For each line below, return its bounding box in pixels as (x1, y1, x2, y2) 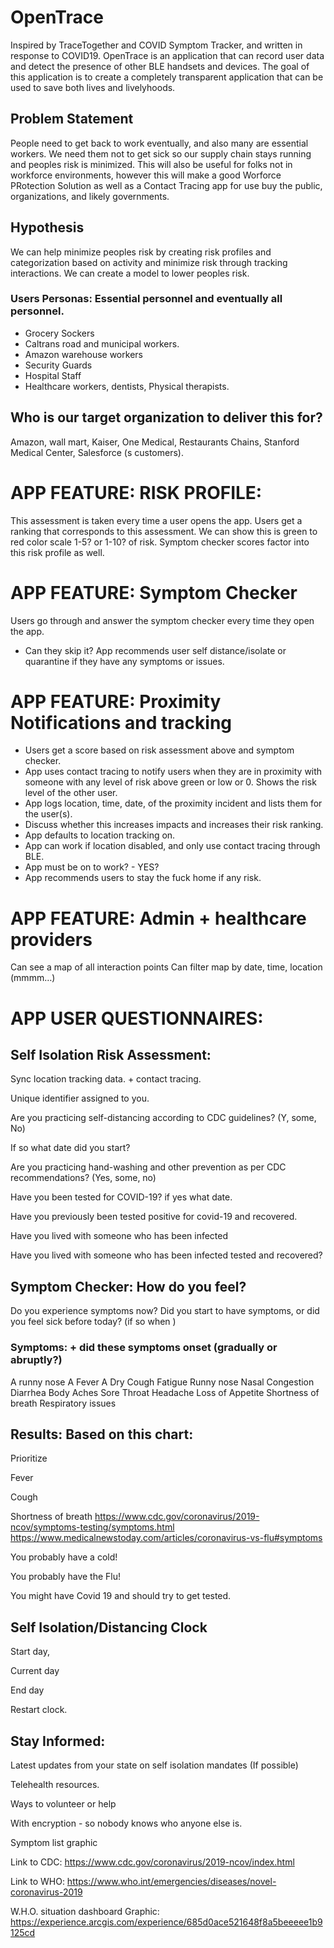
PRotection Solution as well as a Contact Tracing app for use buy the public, (10, 179, 323, 191)
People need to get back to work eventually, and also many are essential (10, 137, 309, 149)
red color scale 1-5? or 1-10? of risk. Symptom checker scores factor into (10, 536, 310, 548)
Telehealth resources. (10, 1778, 100, 1790)
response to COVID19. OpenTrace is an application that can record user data (10, 49, 325, 61)
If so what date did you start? (10, 1142, 131, 1154)
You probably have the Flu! (10, 1571, 121, 1583)
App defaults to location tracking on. (24, 829, 176, 841)
